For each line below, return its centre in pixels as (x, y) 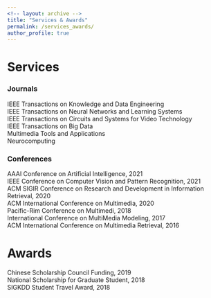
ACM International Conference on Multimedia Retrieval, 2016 (93, 225)
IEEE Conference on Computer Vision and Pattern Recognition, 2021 (104, 182)
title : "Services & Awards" (48, 20)
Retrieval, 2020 (29, 196)
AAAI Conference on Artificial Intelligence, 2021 (75, 174)
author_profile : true (38, 33)
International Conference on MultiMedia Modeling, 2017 (86, 218)
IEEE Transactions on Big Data (50, 126)
